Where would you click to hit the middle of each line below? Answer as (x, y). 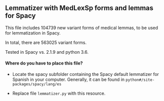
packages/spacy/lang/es (37, 84)
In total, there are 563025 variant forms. (46, 42)
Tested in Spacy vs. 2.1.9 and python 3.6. (47, 52)
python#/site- (140, 80)
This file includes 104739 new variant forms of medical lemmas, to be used (82, 28)
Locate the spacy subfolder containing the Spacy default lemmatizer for (86, 74)
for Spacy (21, 16)
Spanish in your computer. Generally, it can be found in (68, 80)
